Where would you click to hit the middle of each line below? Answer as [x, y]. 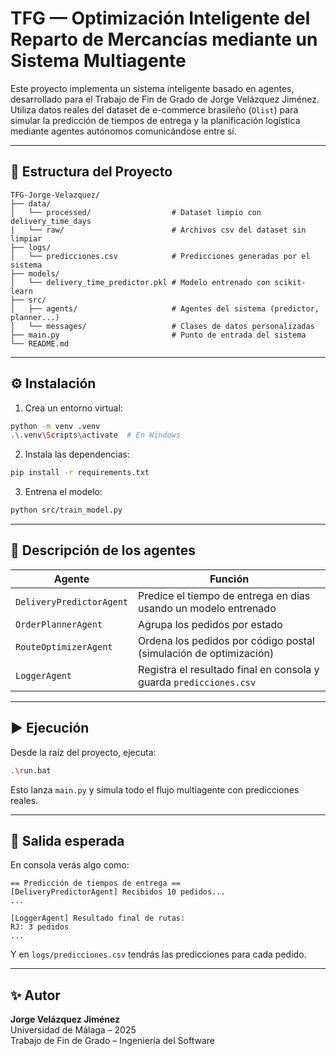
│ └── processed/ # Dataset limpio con [136, 212]
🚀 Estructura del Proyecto [91, 172]
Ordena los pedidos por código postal [226, 640]
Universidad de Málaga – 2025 [73, 1030]
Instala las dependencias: [77, 454]
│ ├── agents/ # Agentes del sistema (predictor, [165, 308]
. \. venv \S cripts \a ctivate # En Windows [96, 435]
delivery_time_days [51, 221]
